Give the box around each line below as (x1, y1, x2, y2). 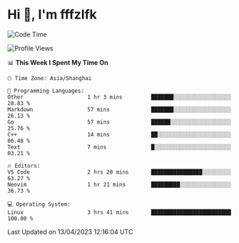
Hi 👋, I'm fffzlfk (7, 6, 98, 23)
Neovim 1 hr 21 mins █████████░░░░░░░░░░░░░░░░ (7, 181, 232, 188)
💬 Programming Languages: (7, 87, 84, 94)
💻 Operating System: (7, 200, 71, 208)
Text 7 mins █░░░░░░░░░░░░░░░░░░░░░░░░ (7, 143, 232, 151)
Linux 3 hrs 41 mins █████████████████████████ (7, 209, 232, 216)
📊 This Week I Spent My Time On (7, 58, 108, 66)
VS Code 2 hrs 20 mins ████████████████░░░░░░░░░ (7, 168, 232, 176)
